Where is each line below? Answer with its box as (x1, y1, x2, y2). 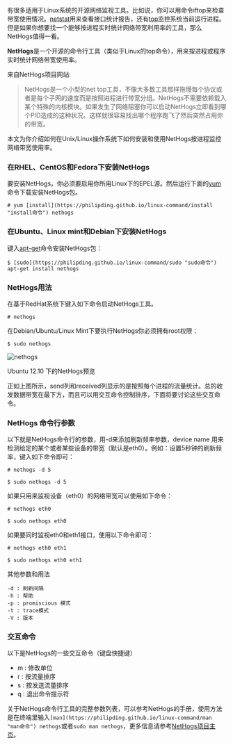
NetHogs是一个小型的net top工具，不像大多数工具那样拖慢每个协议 (24, 85, 217, 93)
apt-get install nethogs (7, 265, 79, 272)
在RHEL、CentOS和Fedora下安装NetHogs (7, 162, 150, 172)
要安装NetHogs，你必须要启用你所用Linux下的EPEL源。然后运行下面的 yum (7, 179, 221, 188)
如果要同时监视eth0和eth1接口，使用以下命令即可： (7, 531, 154, 539)
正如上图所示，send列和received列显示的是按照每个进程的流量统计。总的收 (7, 382, 223, 390)
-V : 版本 (7, 614, 33, 622)
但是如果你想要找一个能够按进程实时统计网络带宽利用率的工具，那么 (7, 24, 202, 31)
